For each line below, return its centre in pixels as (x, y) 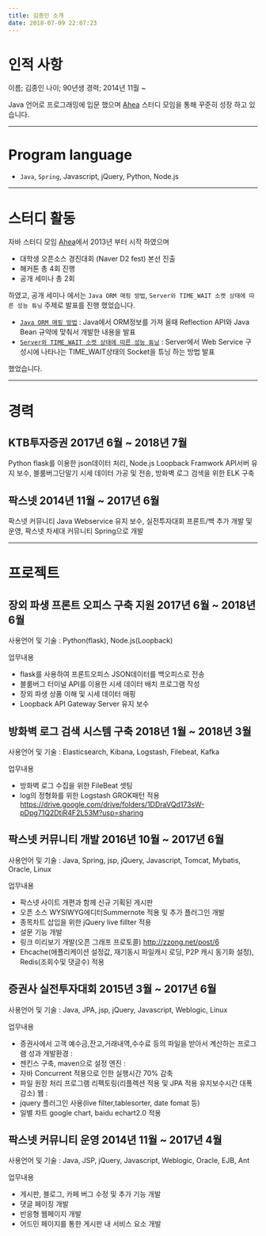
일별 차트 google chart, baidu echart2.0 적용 (90, 1112)
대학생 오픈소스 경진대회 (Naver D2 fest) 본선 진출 (97, 259)
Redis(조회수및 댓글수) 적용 (62, 961)
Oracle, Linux (30, 869)
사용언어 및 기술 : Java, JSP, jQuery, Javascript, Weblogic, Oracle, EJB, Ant (129, 1161)
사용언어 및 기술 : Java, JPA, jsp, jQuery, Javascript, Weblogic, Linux (118, 1009)
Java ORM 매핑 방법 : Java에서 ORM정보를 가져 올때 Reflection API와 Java (135, 322)
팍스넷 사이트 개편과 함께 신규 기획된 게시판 (86, 902)
